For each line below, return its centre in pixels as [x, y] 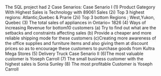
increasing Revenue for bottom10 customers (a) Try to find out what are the [80, 28]
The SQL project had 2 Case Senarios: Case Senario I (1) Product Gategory [80, 7]
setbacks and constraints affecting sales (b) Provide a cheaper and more [78, 33]
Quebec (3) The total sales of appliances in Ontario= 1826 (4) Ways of [76, 22]
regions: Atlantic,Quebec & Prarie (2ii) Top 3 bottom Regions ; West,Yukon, [80, 17]
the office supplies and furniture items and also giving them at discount [77, 43]
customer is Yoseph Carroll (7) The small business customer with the [74, 59]
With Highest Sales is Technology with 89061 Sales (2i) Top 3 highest [75, 12]
